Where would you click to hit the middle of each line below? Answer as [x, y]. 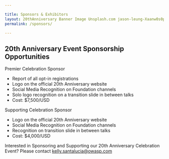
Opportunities [27, 56]
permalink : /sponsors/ [29, 24]
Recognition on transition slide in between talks [61, 131]
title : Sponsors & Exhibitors [37, 14]
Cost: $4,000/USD [31, 136]
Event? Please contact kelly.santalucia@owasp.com [59, 151]
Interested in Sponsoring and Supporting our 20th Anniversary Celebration [82, 146]
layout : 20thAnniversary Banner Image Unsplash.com [60, 19]
